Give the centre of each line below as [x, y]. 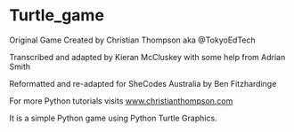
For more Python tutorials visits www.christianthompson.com [121, 101]
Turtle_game [57, 16]
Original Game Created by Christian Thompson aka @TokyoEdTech [132, 40]
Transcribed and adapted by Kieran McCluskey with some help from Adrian [147, 57]
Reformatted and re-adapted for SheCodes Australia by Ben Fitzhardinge [143, 83]
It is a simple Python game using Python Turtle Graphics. [113, 118]
